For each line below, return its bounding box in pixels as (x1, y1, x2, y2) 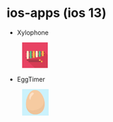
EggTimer (16, 75, 45, 83)
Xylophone (16, 28, 49, 37)
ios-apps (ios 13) (6, 5, 107, 21)
